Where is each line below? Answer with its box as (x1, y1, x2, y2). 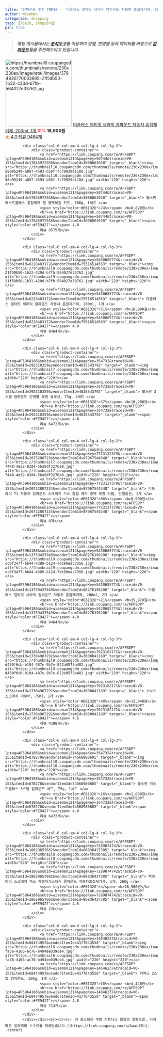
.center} (5, 1028, 23, 1033)
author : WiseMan (5, 12, 38, 16)
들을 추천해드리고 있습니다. (29, 47, 80, 52)
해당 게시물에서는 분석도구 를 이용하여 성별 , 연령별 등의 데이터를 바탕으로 (16, 41, 152, 47)
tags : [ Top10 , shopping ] (5, 20, 55, 26)
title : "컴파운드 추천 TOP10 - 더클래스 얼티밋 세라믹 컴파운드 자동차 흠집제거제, (5, 7, 153, 12)
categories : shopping (5, 16, 49, 21)
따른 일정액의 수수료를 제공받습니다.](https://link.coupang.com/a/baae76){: (5, 1023, 149, 1028)
